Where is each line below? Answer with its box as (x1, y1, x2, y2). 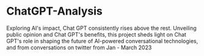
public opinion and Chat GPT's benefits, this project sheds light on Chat (6, 30, 186, 38)
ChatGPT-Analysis (6, 4, 103, 18)
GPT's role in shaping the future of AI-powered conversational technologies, (6, 37, 199, 44)
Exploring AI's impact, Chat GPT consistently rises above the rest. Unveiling (6, 24, 197, 32)
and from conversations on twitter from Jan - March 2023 (6, 44, 152, 51)
